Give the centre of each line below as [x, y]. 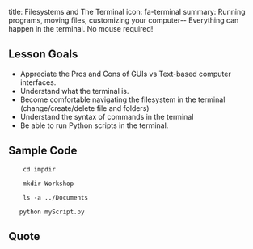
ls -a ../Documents [56, 197]
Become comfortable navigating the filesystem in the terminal [122, 99]
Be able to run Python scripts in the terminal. [94, 125]
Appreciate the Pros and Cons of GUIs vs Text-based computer [126, 74]
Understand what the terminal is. [74, 91]
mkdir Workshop [48, 184]
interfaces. [38, 82]
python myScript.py [52, 212]
